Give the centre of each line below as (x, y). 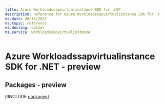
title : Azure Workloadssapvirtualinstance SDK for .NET (63, 10)
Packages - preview (36, 85)
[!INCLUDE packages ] (27, 96)
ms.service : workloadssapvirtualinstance (48, 32)
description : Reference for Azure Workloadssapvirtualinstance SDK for (79, 14)
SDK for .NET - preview (53, 67)
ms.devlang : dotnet (25, 28)
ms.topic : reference (26, 23)
